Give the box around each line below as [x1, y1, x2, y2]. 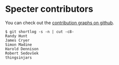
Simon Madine [5, 42, 32, 47]
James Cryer [5, 38, 30, 43]
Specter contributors [5, 3, 93, 15]
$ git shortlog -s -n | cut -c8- [5, 29, 74, 34]
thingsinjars [5, 55, 32, 60]
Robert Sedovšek [5, 51, 39, 56]
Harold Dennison [5, 46, 39, 51]
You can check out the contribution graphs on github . [5, 20, 115, 26]
